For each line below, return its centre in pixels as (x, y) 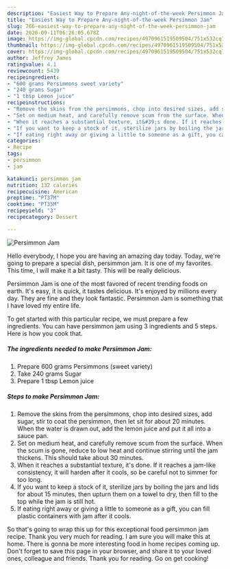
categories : (24, 141)
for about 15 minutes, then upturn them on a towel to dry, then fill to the (117, 494)
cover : (16, 52)
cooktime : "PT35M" (33, 204)
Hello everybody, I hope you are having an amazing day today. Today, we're (114, 256)
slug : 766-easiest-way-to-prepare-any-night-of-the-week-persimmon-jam (111, 26)
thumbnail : (23, 45)
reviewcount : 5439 (33, 71)
